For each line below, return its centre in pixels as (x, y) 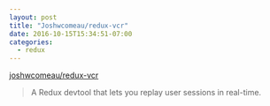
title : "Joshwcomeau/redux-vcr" (69, 26)
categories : (31, 42)
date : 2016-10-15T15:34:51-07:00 (71, 34)
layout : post (33, 17)
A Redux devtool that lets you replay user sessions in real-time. (146, 93)
